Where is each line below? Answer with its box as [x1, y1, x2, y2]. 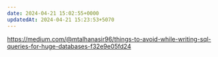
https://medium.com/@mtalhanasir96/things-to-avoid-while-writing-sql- [7, 35, 212, 43]
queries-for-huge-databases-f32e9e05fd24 [7, 42, 131, 50]
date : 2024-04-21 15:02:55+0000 [7, 9, 99, 17]
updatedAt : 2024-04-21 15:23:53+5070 [7, 16, 115, 23]
